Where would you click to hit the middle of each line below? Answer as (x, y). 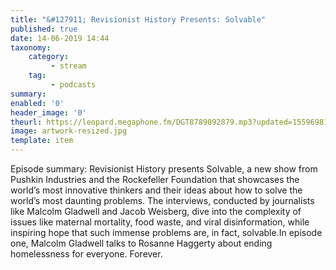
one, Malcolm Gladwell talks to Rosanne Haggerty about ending (141, 243)
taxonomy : (31, 47)
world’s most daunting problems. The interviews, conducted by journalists (162, 200)
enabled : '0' (37, 103)
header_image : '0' (48, 112)
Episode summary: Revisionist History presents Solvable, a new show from (164, 169)
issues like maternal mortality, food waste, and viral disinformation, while (160, 222)
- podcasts (73, 85)
